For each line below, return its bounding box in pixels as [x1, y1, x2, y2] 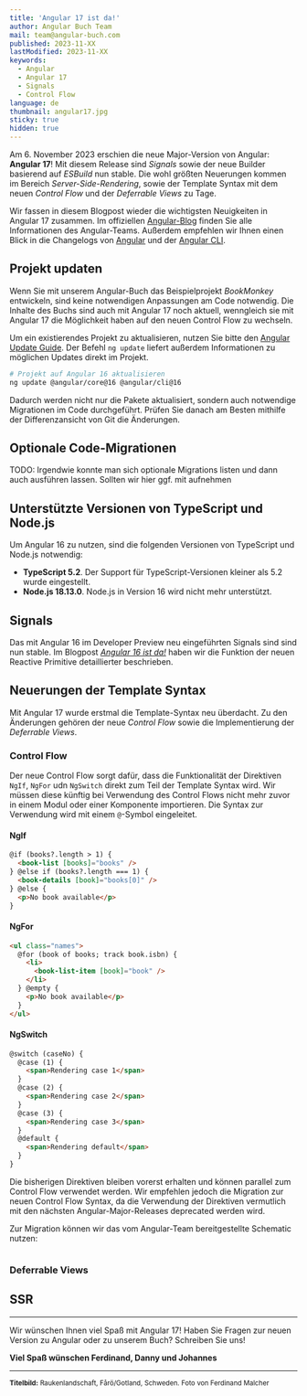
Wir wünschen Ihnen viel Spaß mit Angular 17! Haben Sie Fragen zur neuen [9, 1325, 291, 1336]
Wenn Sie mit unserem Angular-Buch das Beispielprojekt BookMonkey [9, 285, 274, 296]
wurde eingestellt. [22, 577, 91, 588]
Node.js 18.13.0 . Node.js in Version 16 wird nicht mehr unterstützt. [22, 586, 272, 597]
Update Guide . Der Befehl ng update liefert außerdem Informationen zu [9, 342, 276, 353]
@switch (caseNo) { [9, 1049, 84, 1059]
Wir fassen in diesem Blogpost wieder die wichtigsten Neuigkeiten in [9, 206, 268, 216]
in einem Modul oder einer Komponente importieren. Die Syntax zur [9, 799, 264, 810]
